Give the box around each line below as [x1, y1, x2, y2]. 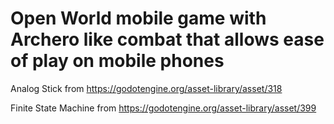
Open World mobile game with [10, 7, 267, 30]
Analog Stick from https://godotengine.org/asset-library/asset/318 [10, 82, 283, 94]
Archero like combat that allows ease [10, 28, 325, 51]
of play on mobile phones [10, 50, 225, 72]
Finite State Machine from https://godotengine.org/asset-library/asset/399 [10, 102, 317, 114]
